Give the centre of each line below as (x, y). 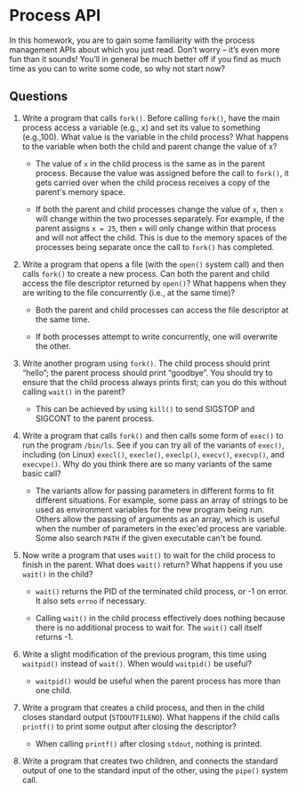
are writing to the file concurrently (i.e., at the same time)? (129, 292)
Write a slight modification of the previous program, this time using (144, 654)
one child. (54, 690)
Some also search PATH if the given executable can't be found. (149, 537)
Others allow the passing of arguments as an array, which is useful (157, 519)
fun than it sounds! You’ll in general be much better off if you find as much (145, 59)
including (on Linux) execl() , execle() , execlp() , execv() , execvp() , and (153, 454)
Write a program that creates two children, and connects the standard (150, 761)
